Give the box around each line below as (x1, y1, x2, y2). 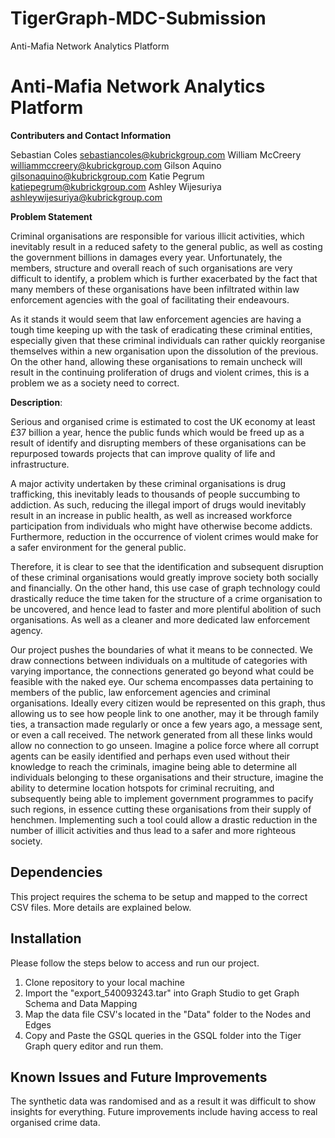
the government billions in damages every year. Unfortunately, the (10, 251, 283, 263)
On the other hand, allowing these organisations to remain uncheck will (10, 355, 303, 367)
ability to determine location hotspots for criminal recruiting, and (10, 782, 275, 794)
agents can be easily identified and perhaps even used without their (10, 750, 291, 762)
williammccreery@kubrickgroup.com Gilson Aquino (10, 159, 222, 171)
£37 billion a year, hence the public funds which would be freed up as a (10, 426, 305, 438)
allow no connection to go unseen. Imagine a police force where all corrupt (10, 739, 320, 751)
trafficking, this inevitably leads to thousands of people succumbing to (10, 488, 301, 500)
